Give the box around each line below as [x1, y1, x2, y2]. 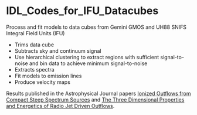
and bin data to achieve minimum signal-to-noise [29, 60, 148, 67]
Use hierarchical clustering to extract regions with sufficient [14, 53, 159, 60]
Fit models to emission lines [14, 72, 82, 79]
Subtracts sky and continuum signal [14, 47, 101, 54]
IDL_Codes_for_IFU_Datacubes [6, 4, 159, 18]
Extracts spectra [14, 66, 55, 73]
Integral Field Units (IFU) [6, 29, 65, 36]
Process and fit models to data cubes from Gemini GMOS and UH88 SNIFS [6, 23, 186, 31]
